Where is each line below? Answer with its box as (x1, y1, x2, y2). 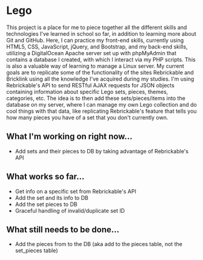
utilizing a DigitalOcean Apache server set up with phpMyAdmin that (6, 49, 177, 56)
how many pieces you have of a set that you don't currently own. (6, 113, 168, 121)
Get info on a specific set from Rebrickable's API (15, 187, 136, 195)
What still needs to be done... (6, 224, 120, 235)
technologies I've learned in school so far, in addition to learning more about (6, 30, 197, 37)
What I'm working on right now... (6, 132, 133, 142)
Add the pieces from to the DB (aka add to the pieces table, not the (15, 241, 183, 248)
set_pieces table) (15, 247, 58, 255)
